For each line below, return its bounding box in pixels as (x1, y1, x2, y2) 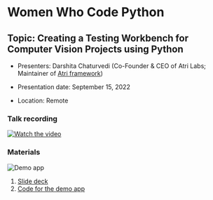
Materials (7, 147, 41, 157)
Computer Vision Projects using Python (7, 43, 184, 55)
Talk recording (7, 114, 58, 124)
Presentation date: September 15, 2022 (17, 83, 131, 91)
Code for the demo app (17, 184, 85, 193)
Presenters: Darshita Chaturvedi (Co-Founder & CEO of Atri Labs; (17, 62, 207, 70)
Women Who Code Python (7, 4, 165, 20)
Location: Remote (17, 96, 69, 105)
